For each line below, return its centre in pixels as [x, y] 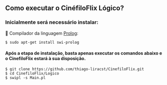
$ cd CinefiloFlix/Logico [32, 73]
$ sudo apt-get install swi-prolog [42, 42]
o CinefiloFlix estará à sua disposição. [45, 59]
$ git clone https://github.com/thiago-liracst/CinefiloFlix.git [74, 69]
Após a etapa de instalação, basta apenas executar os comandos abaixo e [84, 53]
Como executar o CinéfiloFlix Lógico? [64, 8]
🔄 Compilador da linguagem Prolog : [42, 33]
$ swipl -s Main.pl [25, 78]
